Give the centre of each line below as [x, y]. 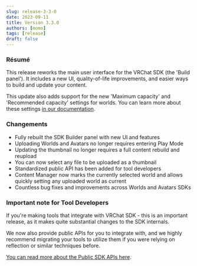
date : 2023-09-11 [27, 17]
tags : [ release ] [26, 34]
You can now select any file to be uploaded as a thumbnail [86, 162]
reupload [26, 156]
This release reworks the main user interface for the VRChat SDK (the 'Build [98, 73]
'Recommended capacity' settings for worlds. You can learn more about [93, 103]
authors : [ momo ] [26, 28]
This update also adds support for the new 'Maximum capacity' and [88, 96]
